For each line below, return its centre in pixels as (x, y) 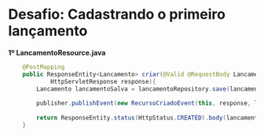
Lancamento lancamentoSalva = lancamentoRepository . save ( (133, 89)
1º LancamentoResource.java (57, 52)
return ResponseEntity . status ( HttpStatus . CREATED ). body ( (131, 118)
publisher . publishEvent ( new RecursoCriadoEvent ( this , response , (144, 103)
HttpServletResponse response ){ (103, 81)
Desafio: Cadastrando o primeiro (117, 14)
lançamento (48, 31)
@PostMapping (44, 67)
